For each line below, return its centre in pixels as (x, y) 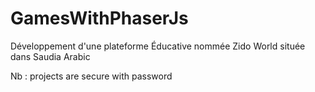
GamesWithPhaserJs (99, 18)
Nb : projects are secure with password (91, 76)
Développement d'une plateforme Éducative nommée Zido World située (158, 46)
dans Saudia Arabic (50, 56)
